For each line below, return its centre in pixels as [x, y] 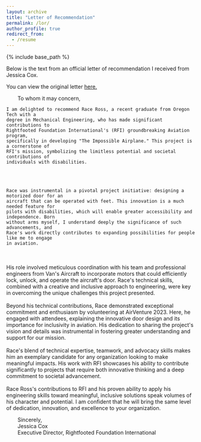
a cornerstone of [28, 146]
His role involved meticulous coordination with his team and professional [96, 267]
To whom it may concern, [49, 98]
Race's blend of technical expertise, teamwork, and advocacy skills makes [98, 350]
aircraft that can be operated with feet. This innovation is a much [95, 201]
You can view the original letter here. [52, 87]
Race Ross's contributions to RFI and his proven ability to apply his [89, 389]
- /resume [24, 40]
